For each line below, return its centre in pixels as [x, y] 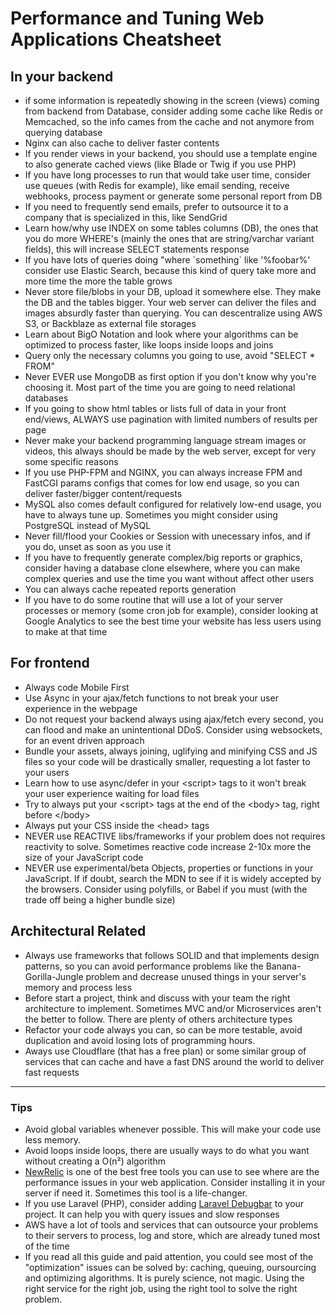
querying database [63, 132]
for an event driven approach [84, 740]
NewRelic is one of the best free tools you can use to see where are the [172, 1171]
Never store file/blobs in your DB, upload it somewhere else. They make [173, 291]
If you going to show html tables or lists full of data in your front [155, 408]
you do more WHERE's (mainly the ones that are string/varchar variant [169, 238]
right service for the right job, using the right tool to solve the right [161, 1288]
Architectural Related [78, 931]
